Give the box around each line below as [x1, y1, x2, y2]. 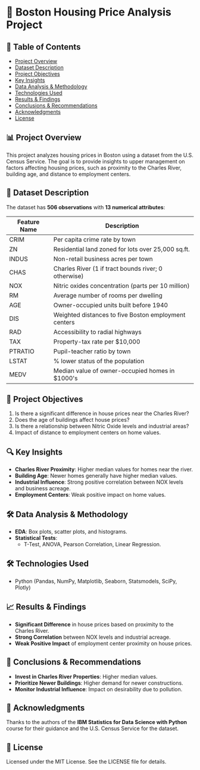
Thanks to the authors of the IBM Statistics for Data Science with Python [6, 719, 187, 726]
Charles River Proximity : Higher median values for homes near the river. [14, 466, 193, 473]
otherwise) [53, 271, 84, 280]
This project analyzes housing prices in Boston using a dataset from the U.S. [6, 151, 193, 159]
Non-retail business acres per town [53, 255, 153, 263]
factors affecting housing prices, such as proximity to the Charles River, [6, 164, 182, 171]
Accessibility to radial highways [53, 327, 142, 336]
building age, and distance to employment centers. [6, 170, 131, 178]
